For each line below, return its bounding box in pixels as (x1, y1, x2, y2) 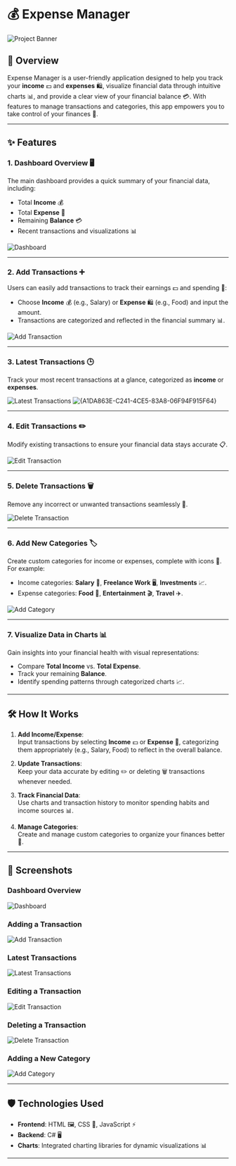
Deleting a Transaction (7, 1020, 86, 1029)
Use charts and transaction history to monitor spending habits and (17, 798, 209, 807)
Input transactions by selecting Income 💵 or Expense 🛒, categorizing (17, 738, 219, 746)
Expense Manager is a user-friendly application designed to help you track (7, 73, 223, 82)
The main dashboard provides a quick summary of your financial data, (7, 177, 211, 185)
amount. (17, 308, 42, 316)
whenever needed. (17, 777, 72, 786)
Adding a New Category (7, 1053, 91, 1063)
